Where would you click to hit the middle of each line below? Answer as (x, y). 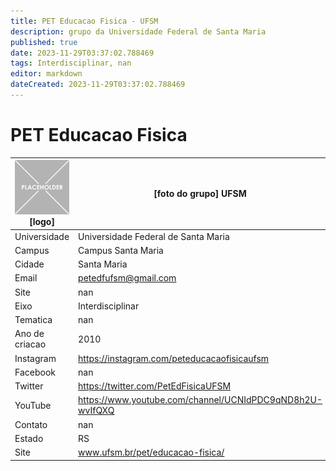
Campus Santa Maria (121, 250)
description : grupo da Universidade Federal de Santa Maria (138, 31)
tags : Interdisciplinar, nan (71, 63)
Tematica (33, 320)
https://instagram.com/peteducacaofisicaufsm (174, 358)
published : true (44, 42)
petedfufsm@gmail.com (127, 278)
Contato (31, 424)
